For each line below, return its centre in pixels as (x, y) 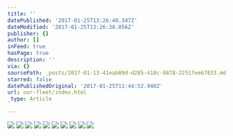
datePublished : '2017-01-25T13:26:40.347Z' (73, 20)
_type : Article (30, 99)
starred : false (30, 79)
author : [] (23, 40)
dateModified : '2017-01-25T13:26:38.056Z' (71, 27)
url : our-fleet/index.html (47, 92)
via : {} (19, 66)
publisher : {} (28, 33)
